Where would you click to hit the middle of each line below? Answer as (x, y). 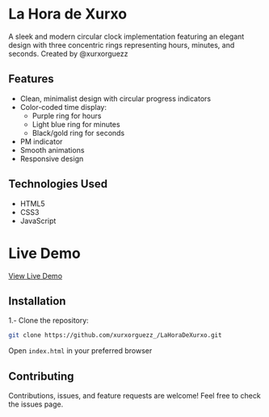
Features (31, 79)
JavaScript (38, 221)
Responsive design (52, 158)
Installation (37, 301)
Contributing (41, 376)
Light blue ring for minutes (76, 124)
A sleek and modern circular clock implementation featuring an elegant (126, 36)
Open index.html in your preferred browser (80, 351)
